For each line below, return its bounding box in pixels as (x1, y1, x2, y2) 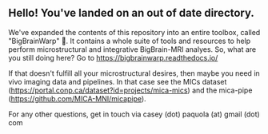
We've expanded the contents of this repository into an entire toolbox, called (8, 27, 261, 37)
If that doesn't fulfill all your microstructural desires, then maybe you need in (8, 68, 260, 78)
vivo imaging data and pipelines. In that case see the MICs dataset (8, 77, 227, 86)
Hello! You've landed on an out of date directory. (8, 6, 254, 20)
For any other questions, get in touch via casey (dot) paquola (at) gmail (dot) (8, 109, 260, 119)
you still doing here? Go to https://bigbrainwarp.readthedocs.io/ (8, 53, 218, 62)
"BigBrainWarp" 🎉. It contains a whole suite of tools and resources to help (8, 36, 251, 45)
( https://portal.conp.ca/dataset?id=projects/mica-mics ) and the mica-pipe (8, 85, 253, 95)
